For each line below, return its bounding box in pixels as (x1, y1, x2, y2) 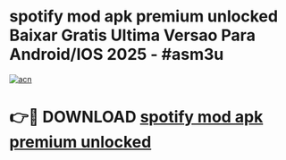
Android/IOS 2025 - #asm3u (9, 45, 224, 64)
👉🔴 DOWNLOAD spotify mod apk (9, 107, 264, 127)
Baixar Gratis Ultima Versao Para (9, 25, 257, 46)
